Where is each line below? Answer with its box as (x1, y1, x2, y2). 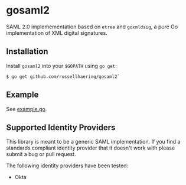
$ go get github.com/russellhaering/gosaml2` (6, 73, 120, 80)
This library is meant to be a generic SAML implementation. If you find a (6, 138, 181, 145)
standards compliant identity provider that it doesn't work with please (6, 144, 175, 151)
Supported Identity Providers (6, 122, 116, 132)
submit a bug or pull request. (6, 151, 76, 158)
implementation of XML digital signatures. (6, 29, 107, 36)
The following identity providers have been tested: (6, 162, 129, 169)
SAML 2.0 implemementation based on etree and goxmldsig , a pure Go (6, 23, 178, 30)
